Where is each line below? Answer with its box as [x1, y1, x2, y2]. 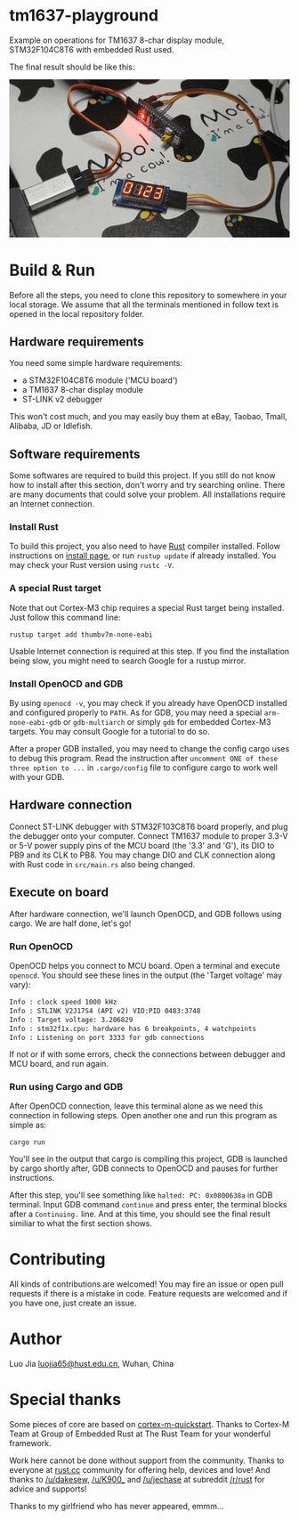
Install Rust [9, 521, 60, 533]
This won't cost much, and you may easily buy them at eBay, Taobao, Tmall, [9, 411, 287, 422]
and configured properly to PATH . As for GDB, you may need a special [9, 707, 263, 718]
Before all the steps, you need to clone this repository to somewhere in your [9, 289, 287, 300]
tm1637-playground [9, 5, 158, 26]
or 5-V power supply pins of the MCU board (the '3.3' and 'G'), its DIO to [9, 840, 275, 850]
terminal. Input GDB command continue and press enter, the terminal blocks [9, 1199, 287, 1210]
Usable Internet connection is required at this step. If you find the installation [9, 646, 290, 656]
